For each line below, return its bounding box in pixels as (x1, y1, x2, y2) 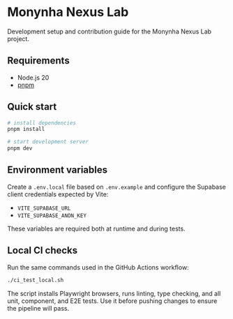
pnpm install (7, 126, 45, 133)
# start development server (7, 139, 89, 146)
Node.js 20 (17, 73, 50, 81)
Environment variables (7, 164, 108, 176)
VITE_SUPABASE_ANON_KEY (17, 212, 87, 219)
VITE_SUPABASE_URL (17, 205, 71, 212)
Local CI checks (7, 244, 78, 256)
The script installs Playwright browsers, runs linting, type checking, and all (7, 289, 221, 297)
